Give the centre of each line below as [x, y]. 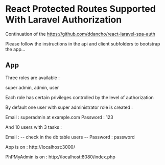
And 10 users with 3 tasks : [34, 127]
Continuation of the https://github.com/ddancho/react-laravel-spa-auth [80, 34]
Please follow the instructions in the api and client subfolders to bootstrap [83, 43]
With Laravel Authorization [64, 20]
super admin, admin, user [32, 87]
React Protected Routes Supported [80, 9]
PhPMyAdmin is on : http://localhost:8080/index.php [61, 157]
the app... [15, 49]
